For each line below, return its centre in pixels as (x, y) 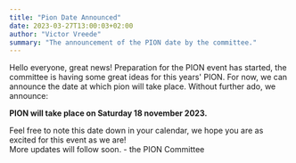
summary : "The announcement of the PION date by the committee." (133, 42)
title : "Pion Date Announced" (66, 17)
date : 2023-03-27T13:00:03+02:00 (71, 26)
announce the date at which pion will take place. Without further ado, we (143, 86)
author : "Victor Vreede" (55, 34)
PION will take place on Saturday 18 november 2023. (108, 113)
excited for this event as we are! (68, 140)
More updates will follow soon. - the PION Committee (107, 150)
